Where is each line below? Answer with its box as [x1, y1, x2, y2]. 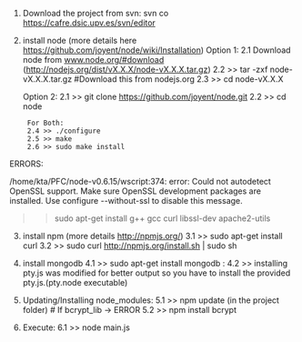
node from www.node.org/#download [22, 55, 165, 65]
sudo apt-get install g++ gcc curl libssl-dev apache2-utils [54, 213, 271, 224]
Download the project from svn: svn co [22, 8, 169, 18]
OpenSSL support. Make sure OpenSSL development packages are [9, 186, 262, 196]
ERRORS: [9, 158, 44, 169]
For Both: [26, 118, 65, 127]
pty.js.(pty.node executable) [22, 277, 128, 287]
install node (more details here [22, 35, 137, 45]
